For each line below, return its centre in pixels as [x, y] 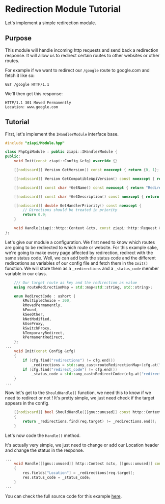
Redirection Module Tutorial [63, 9]
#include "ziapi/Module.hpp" [35, 143]
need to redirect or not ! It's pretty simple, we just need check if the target [80, 398]
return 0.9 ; [35, 215]
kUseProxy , [34, 324]
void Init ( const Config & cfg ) [45, 351]
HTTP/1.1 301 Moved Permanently [38, 103]
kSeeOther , [34, 315]
